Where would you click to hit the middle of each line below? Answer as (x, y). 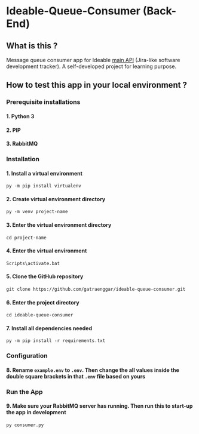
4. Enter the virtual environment (47, 251)
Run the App (25, 392)
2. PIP (13, 130)
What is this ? (32, 46)
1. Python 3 (20, 116)
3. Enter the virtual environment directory (59, 225)
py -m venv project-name (37, 212)
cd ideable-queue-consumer (40, 315)
